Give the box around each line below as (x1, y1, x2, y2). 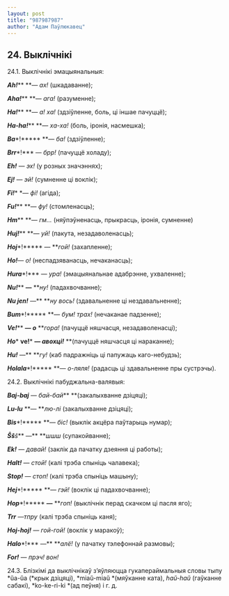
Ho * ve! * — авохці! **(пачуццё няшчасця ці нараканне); (7, 337, 175, 345)
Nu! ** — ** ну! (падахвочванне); (7, 283, 102, 292)
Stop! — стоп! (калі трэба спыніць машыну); (7, 472, 139, 480)
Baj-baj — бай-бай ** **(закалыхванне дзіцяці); (7, 391, 148, 400)
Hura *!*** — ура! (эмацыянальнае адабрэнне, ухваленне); (7, 269, 186, 279)
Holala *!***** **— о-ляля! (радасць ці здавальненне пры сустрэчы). (7, 364, 216, 372)
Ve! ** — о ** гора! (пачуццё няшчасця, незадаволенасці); (7, 324, 177, 332)
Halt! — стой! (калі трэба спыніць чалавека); (7, 459, 141, 467)
